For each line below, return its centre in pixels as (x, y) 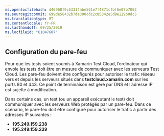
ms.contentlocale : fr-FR (30, 23)
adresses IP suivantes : (28, 115)
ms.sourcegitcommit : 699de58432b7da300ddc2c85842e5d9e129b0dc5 (71, 14)
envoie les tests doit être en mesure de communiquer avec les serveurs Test (82, 69)
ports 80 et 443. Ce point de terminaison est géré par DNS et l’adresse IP (79, 84)
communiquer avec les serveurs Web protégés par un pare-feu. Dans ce (78, 104)
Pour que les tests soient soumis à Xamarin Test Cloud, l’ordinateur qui (76, 63)
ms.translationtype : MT (29, 19)
